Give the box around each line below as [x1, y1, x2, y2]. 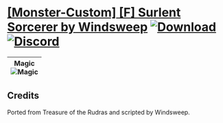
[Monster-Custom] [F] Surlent [7, 5, 181, 20]
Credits [7, 90, 40, 102]
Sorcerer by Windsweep [7, 19, 148, 35]
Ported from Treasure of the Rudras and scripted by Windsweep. [7, 108, 190, 116]
